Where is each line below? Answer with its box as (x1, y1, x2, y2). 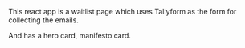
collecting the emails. (8, 15, 79, 25)
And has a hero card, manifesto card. (8, 31, 131, 40)
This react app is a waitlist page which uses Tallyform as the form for (8, 7, 237, 16)
